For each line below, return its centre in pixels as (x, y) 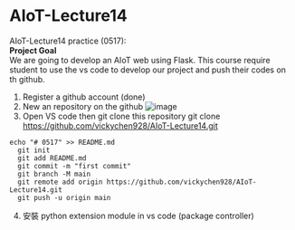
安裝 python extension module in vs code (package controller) (138, 216)
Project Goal (33, 50)
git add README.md (52, 158)
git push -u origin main (64, 197)
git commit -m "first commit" (74, 166)
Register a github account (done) (84, 97)
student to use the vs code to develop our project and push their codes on (148, 70)
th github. (27, 79)
